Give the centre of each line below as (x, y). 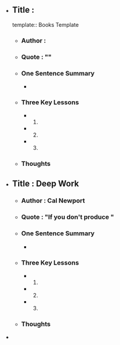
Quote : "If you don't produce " (67, 217)
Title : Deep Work (45, 183)
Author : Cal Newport (53, 201)
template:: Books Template (45, 24)
